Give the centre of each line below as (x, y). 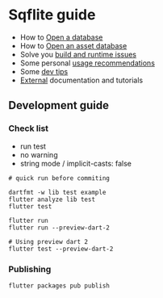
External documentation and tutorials (81, 80)
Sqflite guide (52, 15)
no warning (39, 154)
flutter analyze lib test (52, 199)
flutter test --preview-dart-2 (61, 249)
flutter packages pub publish (59, 285)
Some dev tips (44, 71)
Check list (29, 128)
